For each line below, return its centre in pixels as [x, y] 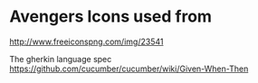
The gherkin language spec [61, 59]
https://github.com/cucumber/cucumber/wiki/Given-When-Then [129, 69]
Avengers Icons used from [111, 17]
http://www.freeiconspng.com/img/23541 [86, 41]
